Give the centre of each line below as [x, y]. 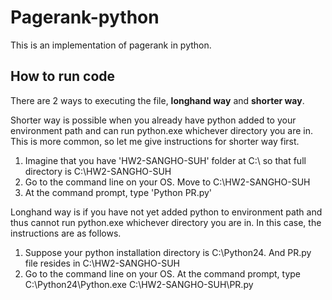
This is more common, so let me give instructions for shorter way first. [155, 141]
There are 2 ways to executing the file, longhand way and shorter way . [157, 100]
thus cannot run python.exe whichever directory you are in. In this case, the [166, 222]
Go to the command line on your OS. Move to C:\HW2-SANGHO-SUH [167, 182]
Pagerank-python [85, 17]
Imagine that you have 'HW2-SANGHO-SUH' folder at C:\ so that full [165, 160]
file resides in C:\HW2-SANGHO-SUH [102, 263]
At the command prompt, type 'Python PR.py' [118, 192]
